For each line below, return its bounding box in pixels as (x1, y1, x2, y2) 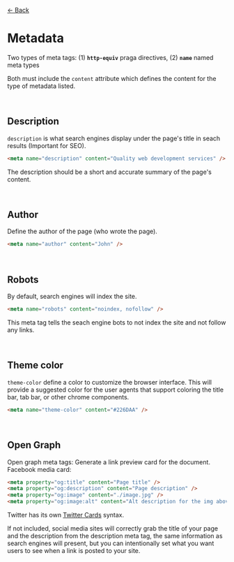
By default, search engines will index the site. (7, 293, 137, 301)
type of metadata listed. (7, 82, 76, 90)
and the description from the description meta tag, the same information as (7, 532, 223, 540)
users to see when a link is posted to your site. (7, 547, 141, 554)
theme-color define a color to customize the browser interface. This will (7, 378, 212, 386)
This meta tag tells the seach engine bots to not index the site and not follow (7, 318, 226, 327)
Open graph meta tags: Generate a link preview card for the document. (7, 457, 211, 466)
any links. (7, 326, 35, 334)
